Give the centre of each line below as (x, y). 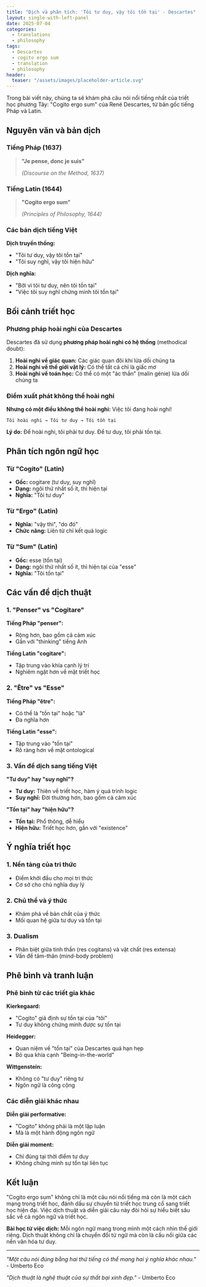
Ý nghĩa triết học (39, 847)
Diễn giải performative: (36, 1115)
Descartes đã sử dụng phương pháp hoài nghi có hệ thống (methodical (97, 342)
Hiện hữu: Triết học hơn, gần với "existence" (71, 828)
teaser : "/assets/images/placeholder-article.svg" (78, 80)
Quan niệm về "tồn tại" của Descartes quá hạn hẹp (79, 1048)
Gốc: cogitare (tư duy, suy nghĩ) (55, 482)
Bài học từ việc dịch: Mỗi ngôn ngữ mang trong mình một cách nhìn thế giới (102, 1229)
